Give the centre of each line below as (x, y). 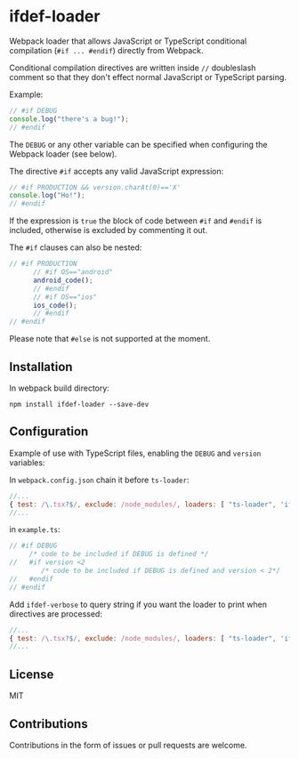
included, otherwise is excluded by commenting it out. (108, 230)
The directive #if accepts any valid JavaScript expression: (117, 171)
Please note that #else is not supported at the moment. (110, 339)
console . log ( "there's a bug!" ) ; (69, 119)
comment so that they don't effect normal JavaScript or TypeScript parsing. (148, 77)
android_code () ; (63, 280)
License (32, 674)
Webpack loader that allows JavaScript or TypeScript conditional (128, 41)
